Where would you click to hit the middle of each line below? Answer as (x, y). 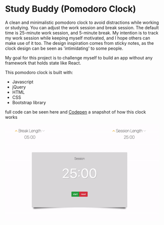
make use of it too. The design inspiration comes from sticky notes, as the (80, 43)
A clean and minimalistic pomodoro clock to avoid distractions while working (82, 22)
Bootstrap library (29, 102)
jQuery (19, 87)
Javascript (23, 82)
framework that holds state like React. (43, 63)
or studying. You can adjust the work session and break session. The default (82, 27)
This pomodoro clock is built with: (39, 72)
